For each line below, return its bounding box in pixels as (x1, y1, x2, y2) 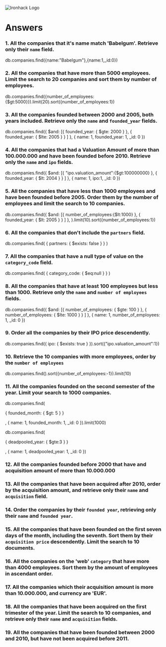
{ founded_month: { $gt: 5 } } (5, 410, 64, 416)
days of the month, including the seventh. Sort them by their (5, 532, 153, 539)
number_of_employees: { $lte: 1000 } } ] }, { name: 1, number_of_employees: (5, 312, 160, 318)
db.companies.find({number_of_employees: (5, 93, 94, 99)
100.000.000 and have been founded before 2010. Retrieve (5, 153, 151, 159)
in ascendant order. (5, 570, 54, 577)
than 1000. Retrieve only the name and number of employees (5, 289, 147, 296)
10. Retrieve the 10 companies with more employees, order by (5, 353, 156, 360)
